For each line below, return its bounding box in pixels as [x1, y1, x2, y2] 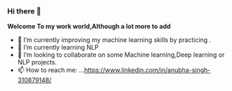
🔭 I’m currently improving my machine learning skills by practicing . [17, 36, 212, 44]
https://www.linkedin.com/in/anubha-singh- [83, 66, 211, 74]
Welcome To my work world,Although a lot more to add [7, 22, 171, 31]
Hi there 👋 [7, 6, 42, 16]
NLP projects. [17, 58, 57, 66]
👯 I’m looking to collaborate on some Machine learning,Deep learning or [17, 50, 225, 59]
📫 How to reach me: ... [17, 66, 85, 74]
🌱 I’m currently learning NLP [17, 43, 100, 52]
